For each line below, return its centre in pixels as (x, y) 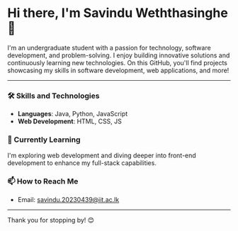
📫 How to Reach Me (43, 181)
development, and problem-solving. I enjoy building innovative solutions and (119, 55)
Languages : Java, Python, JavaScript (73, 114)
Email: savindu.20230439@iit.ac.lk (68, 199)
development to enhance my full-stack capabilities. (82, 163)
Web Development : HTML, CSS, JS (70, 121)
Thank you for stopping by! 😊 (51, 220)
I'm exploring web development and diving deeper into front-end (102, 155)
